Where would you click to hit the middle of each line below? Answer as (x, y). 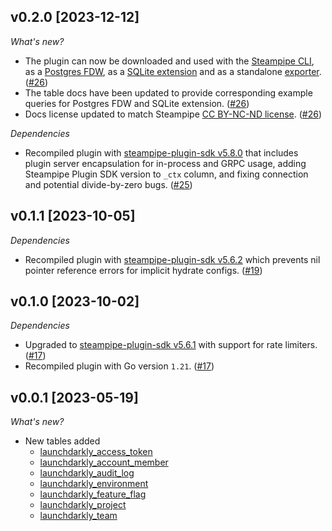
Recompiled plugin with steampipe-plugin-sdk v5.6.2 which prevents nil (172, 259)
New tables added (62, 441)
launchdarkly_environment (94, 484)
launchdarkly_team (78, 516)
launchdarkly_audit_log (87, 473)
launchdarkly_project (83, 505)
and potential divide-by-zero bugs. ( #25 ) (108, 184)
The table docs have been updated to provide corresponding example (168, 92)
